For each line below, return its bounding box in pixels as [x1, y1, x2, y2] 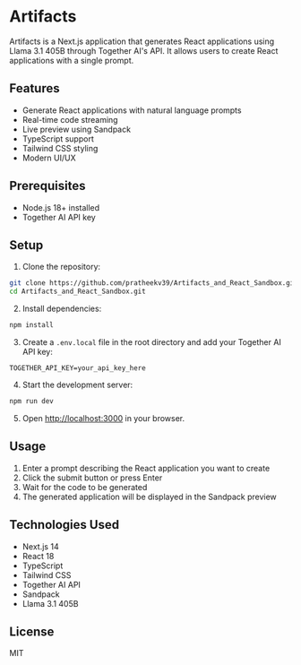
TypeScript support [21, 133, 94, 144]
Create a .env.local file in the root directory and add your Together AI [21, 337, 282, 347]
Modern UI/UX [21, 152, 76, 163]
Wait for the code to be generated [21, 481, 148, 492]
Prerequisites [9, 178, 86, 194]
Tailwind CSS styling [21, 142, 99, 153]
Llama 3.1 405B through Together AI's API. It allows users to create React [9, 45, 279, 56]
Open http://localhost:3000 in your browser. [21, 412, 185, 423]
